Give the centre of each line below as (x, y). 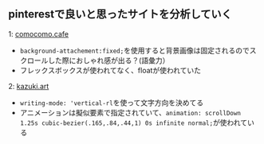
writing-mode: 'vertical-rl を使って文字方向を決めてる (112, 103)
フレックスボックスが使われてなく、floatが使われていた (110, 70)
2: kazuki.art (29, 86)
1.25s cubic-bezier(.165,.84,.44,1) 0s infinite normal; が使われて (134, 123)
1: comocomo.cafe (39, 33)
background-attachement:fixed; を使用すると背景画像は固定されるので (134, 50)
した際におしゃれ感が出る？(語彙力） (108, 60)
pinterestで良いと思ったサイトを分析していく (120, 14)
